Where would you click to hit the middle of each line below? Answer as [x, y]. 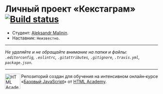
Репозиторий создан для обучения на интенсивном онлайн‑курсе [90, 76]
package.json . [19, 62]
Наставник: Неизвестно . [36, 38]
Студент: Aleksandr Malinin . [40, 33]
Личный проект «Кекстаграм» [70, 9]
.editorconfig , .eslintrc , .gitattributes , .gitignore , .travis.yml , [72, 57]
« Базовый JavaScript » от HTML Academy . [64, 81]
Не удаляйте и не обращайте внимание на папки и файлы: [66, 52]
